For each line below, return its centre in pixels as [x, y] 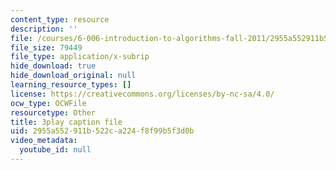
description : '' [44, 29]
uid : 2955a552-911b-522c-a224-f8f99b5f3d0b [102, 131]
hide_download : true [53, 66]
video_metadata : [44, 141]
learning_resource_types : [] [71, 85]
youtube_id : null [55, 150]
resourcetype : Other [53, 112]
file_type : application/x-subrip [80, 57]
